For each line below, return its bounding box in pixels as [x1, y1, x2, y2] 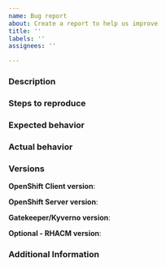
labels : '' [8, 34, 46, 43]
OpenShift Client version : [8, 182, 96, 191]
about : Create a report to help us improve [8, 19, 159, 28]
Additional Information [8, 249, 100, 260]
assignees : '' [8, 42, 57, 50]
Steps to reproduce [8, 97, 86, 109]
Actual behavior [8, 141, 73, 152]
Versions [8, 163, 45, 174]
